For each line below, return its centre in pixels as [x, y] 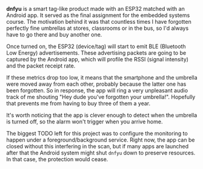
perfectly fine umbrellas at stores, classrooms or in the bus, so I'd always [98, 28]
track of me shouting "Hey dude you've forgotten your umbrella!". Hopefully [101, 97]
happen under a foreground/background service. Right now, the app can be [101, 140]
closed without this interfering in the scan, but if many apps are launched [98, 146]
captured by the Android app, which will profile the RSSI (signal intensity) [98, 59]
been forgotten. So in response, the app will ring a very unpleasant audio [97, 90]
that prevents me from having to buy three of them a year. [78, 103]
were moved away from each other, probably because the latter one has [96, 84]
